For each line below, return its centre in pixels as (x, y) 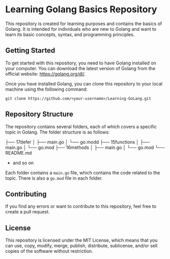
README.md (19, 153)
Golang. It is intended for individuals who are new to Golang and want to (81, 29)
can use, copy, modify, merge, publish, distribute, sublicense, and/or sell (81, 246)
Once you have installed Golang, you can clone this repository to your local (84, 83)
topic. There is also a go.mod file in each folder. (54, 178)
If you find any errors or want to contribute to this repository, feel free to (81, 206)
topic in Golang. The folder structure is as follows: (58, 132)
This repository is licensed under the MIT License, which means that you (81, 240)
